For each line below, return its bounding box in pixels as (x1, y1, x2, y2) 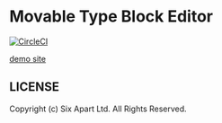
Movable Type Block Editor (9, 6, 214, 27)
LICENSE (9, 79, 60, 95)
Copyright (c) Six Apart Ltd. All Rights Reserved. (9, 103, 187, 114)
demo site (9, 53, 47, 64)
